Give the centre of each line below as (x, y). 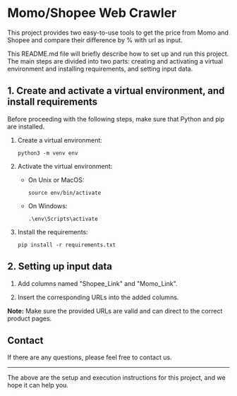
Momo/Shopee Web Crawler (92, 13)
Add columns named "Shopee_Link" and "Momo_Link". (97, 283)
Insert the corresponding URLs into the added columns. (98, 297)
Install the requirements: (53, 232)
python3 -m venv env (48, 153)
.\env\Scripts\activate (63, 219)
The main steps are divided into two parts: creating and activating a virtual (115, 61)
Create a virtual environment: (60, 140)
